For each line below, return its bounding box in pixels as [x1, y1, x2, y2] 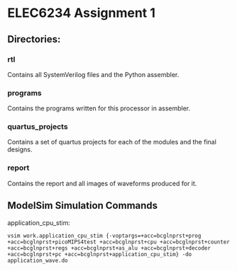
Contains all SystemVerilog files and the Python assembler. [7, 70, 180, 79]
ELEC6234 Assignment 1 [7, 5, 156, 21]
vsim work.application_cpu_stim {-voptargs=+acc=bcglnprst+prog [7, 232, 202, 239]
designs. [7, 145, 33, 154]
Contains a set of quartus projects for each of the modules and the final [7, 138, 216, 146]
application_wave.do [7, 257, 69, 264]
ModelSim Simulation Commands [7, 200, 158, 212]
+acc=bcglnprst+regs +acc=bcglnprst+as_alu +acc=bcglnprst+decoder [7, 244, 211, 252]
